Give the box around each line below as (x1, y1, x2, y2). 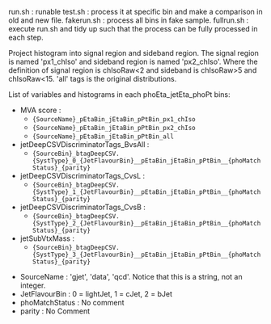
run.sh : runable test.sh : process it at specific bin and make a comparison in (8, 7, 263, 16)
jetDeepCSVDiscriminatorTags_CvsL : (19, 171, 146, 180)
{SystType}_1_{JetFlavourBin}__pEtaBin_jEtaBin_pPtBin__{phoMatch (32, 188, 261, 196)
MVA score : (19, 105, 61, 115)
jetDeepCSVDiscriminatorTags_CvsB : (19, 202, 146, 212)
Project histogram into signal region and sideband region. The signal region (8, 48, 259, 57)
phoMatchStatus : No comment (19, 298, 125, 307)
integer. (19, 280, 46, 290)
